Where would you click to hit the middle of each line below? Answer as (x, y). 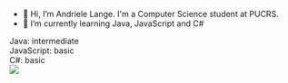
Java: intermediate (44, 41)
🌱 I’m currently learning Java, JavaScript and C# (113, 23)
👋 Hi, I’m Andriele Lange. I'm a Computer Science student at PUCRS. (150, 14)
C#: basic (27, 60)
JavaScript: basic (42, 51)
